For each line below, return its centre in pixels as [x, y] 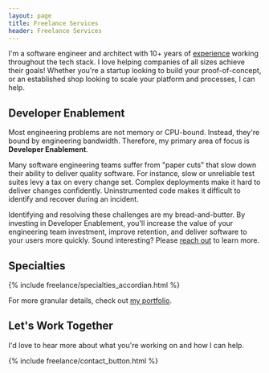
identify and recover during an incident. [73, 199]
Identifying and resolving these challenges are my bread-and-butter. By [127, 215]
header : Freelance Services [55, 31]
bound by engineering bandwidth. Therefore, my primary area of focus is [129, 141]
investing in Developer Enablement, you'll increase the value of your [121, 223]
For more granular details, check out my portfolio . [90, 301]
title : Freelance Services [53, 23]
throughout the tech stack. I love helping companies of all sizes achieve [126, 62]
